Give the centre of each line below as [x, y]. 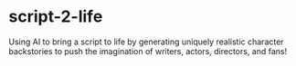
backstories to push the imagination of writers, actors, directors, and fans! [148, 51]
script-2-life [56, 17]
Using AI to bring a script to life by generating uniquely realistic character [146, 42]
